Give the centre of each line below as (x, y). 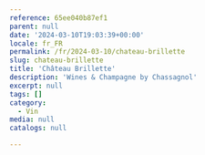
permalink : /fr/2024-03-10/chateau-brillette (97, 52)
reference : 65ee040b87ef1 (58, 18)
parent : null (34, 26)
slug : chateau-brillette (56, 60)
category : (28, 103)
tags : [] (26, 94)
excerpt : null (36, 86)
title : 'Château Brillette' (63, 69)
